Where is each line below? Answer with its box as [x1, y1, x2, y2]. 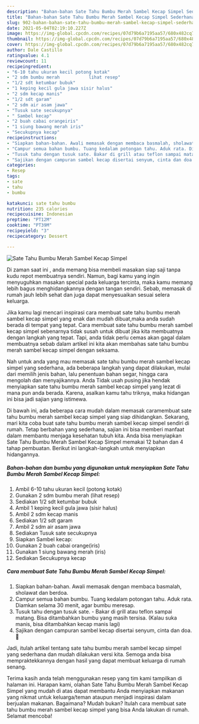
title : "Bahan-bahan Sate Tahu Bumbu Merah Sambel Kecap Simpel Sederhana [6, 14, 195, 20]
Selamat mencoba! [6, 712, 53, 719]
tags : [6, 173, 20, 179]
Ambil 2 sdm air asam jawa [15, 523, 81, 530]
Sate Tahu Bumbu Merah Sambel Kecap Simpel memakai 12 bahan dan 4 [6, 438, 184, 445]
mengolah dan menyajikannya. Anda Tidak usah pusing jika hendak [6, 376, 171, 384]
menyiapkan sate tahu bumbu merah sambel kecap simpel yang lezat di [6, 383, 181, 390]
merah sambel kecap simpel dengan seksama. [6, 346, 120, 353]
